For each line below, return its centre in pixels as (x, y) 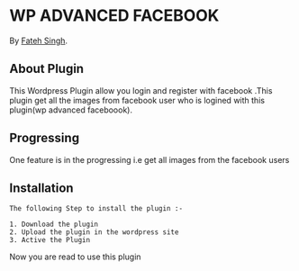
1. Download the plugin (54, 225)
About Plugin (46, 69)
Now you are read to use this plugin (75, 257)
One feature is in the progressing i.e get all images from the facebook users (149, 159)
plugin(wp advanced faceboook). (71, 110)
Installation (41, 188)
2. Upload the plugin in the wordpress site (94, 232)
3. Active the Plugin (50, 240)
